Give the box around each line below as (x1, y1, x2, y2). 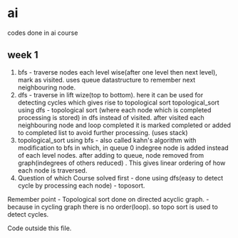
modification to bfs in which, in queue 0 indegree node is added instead (17, 144, 229, 152)
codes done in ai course (7, 28, 78, 37)
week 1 (7, 49, 38, 61)
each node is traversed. (17, 166, 88, 175)
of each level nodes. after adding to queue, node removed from (17, 151, 205, 159)
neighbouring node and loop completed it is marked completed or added (17, 121, 232, 129)
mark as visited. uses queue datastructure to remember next (17, 75, 196, 84)
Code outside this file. (7, 224, 72, 232)
